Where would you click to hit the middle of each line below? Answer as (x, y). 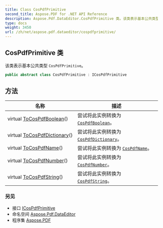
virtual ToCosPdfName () (35, 147)
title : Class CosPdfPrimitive (36, 9)
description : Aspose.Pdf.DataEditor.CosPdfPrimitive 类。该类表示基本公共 (79, 18)
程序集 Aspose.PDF (31, 220)
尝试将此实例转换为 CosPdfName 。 (115, 148)
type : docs (16, 23)
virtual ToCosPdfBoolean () (38, 118)
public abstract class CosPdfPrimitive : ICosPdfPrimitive (66, 75)
